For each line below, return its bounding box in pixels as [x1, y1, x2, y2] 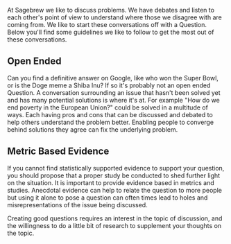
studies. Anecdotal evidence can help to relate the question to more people [7, 186, 222, 194]
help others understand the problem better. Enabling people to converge [7, 118, 214, 126]
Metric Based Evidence [7, 146, 110, 157]
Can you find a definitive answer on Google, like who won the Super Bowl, [7, 73, 219, 82]
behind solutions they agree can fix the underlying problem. [7, 125, 178, 134]
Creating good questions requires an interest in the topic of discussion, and [7, 214, 223, 223]
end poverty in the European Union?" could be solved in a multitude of [7, 103, 208, 112]
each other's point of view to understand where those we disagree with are [7, 13, 222, 21]
